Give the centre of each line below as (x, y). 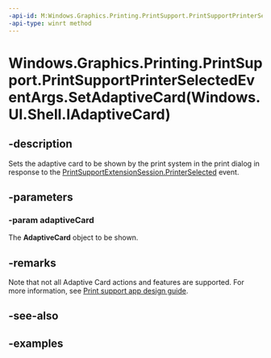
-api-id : (23, 16)
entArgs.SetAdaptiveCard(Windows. (134, 97)
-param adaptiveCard (51, 220)
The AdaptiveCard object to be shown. (73, 237)
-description (40, 144)
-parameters (41, 197)
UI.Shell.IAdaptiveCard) (90, 114)
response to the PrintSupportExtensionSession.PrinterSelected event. (124, 172)
